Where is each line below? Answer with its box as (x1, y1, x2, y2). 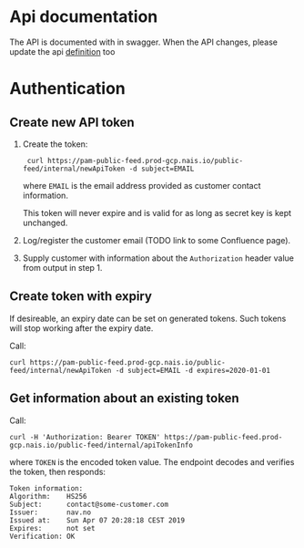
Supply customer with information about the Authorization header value (22, 253, 294, 264)
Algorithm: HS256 (9, 491, 88, 501)
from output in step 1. (22, 262, 103, 273)
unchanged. (22, 217, 68, 228)
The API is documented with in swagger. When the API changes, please (9, 36, 279, 47)
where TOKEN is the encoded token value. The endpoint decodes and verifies (9, 456, 295, 467)
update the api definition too (9, 46, 116, 57)
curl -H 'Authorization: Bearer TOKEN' (9, 432, 161, 441)
